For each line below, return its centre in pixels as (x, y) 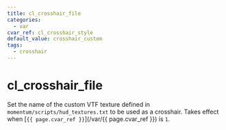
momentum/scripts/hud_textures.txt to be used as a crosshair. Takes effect (113, 112)
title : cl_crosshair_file (44, 13)
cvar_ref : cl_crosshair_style (50, 32)
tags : (15, 45)
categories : (24, 20)
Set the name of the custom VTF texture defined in (79, 104)
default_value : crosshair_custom (55, 39)
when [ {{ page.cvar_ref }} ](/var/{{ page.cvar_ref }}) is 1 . (88, 119)
